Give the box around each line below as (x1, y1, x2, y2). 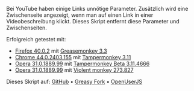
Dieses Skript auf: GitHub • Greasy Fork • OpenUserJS (6, 78, 143, 85)
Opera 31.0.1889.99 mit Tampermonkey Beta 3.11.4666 (14, 60, 150, 67)
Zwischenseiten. (6, 24, 47, 31)
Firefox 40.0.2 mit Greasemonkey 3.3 (14, 47, 107, 54)
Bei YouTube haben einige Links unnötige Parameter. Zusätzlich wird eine (6, 5, 189, 12)
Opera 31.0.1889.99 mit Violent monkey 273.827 (14, 66, 134, 74)
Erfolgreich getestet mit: (6, 36, 66, 43)
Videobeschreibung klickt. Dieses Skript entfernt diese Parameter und (6, 18, 180, 25)
